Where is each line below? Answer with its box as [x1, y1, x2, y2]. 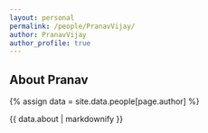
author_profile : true [9, 38, 91, 48]
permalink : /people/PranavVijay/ [9, 22, 136, 31]
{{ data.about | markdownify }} [9, 114, 124, 125]
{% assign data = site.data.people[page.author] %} [9, 96, 201, 107]
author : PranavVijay [9, 30, 88, 39]
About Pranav [9, 71, 89, 87]
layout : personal [9, 13, 75, 23]
